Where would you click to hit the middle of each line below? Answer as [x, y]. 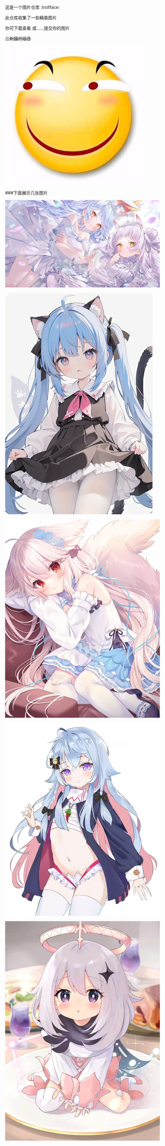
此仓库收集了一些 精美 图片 [31, 18]
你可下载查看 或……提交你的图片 [38, 28]
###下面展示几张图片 [27, 193]
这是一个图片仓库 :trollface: [32, 7]
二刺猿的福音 [18, 39]
